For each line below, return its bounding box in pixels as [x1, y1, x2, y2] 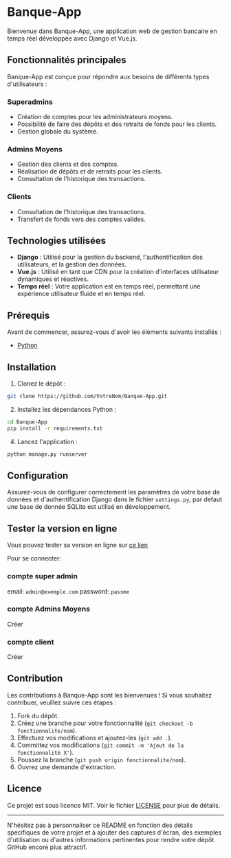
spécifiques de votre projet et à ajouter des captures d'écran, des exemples [7, 828, 222, 837]
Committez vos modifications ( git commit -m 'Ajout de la [16, 741, 184, 749]
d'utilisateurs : [7, 80, 47, 88]
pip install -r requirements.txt [7, 425, 103, 432]
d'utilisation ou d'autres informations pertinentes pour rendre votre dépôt [7, 835, 214, 844]
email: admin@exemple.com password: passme [7, 587, 130, 596]
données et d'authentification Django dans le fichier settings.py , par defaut [7, 495, 222, 503]
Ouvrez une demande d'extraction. [16, 762, 116, 771]
